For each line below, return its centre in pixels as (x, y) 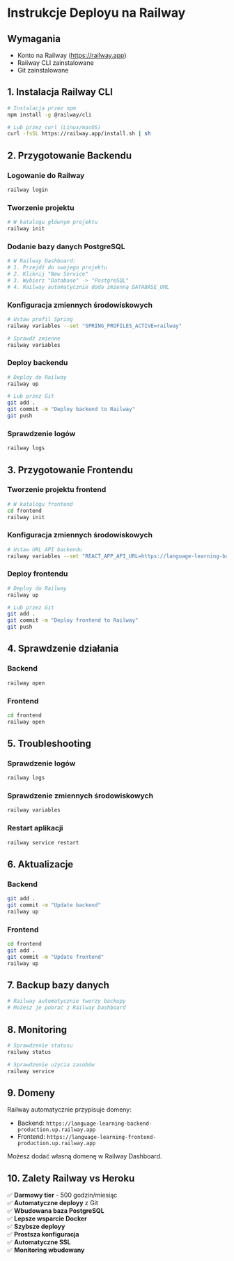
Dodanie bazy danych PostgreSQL (66, 246)
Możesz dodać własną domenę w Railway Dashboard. (85, 1156)
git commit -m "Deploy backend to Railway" (71, 410)
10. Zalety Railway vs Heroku (71, 1178)
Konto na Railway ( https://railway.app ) (72, 55)
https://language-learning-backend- (99, 1124)
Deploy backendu (38, 363)
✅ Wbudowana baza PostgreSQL (56, 1211)
